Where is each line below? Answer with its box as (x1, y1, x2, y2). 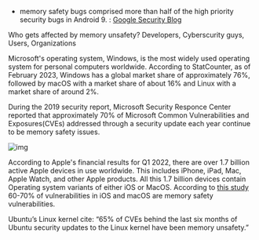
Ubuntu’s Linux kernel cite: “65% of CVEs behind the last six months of (8, 215, 238, 224)
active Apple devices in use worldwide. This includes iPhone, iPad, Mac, (8, 166, 242, 175)
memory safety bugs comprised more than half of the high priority (19, 7, 234, 16)
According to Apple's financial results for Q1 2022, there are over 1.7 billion (8, 158, 250, 167)
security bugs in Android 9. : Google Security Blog (19, 15, 182, 24)
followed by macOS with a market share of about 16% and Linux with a (8, 78, 237, 88)
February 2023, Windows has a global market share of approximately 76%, (8, 71, 251, 79)
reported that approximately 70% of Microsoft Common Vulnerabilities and (8, 111, 250, 120)
